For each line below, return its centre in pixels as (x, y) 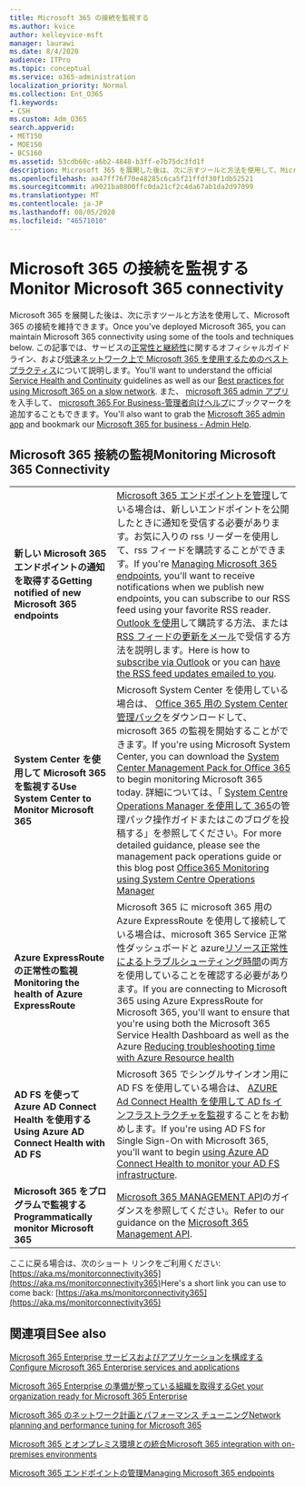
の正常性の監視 (46, 971)
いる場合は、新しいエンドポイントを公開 (203, 509)
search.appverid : (42, 128)
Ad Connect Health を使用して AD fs (194, 1101)
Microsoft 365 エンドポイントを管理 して (202, 496)
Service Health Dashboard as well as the (203, 1035)
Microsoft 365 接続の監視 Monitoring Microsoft (143, 454)
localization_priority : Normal (69, 85)
